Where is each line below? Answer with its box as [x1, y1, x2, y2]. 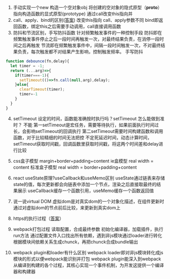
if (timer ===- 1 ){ [15, 73, 50, 78]
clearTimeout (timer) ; [19, 87, 65, 92]
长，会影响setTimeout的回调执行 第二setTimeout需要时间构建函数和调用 [13, 128, 163, 134]
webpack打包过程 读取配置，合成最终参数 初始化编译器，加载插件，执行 [13, 226, 163, 232]
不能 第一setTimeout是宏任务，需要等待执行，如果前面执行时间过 [23, 122, 159, 128]
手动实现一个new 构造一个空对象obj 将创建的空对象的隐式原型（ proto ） [13, 5, 162, 10]
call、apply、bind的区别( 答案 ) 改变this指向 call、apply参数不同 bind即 [13, 17, 159, 23]
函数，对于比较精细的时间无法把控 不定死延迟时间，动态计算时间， [13, 134, 152, 141]
